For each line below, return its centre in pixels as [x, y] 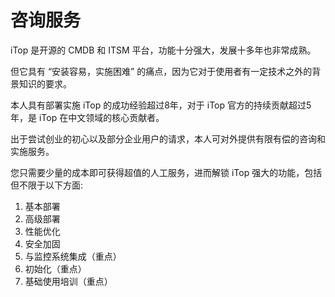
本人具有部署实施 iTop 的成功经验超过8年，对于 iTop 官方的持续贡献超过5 [161, 105]
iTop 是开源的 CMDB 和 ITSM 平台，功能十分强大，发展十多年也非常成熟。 [163, 50]
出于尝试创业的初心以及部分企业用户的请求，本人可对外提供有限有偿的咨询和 [168, 138]
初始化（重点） [55, 268]
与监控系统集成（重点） [73, 256]
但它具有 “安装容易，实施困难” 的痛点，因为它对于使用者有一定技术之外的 [161, 71]
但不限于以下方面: [47, 185]
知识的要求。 [45, 83]
